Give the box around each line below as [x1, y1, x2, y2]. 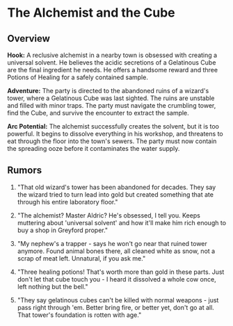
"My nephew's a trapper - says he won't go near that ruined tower [17, 239, 207, 247]
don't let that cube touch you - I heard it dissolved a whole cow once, [17, 275, 217, 283]
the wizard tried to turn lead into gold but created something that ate [17, 190, 214, 199]
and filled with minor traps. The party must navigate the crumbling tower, [7, 101, 216, 109]
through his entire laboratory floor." [17, 197, 118, 206]
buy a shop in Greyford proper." [17, 226, 109, 234]
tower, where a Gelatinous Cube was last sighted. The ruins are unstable [7, 94, 215, 102]
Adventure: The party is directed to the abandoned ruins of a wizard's [7, 87, 209, 95]
